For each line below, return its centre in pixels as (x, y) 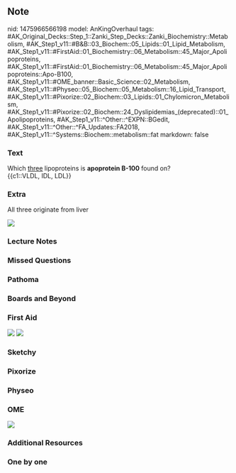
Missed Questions (39, 261)
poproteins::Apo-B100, (40, 74)
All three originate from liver (48, 210)
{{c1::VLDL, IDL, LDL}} (40, 176)
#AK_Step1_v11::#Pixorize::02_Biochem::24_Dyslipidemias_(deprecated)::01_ (118, 112)
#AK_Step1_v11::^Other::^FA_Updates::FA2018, (74, 126)
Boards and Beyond (42, 299)
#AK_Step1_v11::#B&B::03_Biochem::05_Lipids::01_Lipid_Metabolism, (125, 44)
